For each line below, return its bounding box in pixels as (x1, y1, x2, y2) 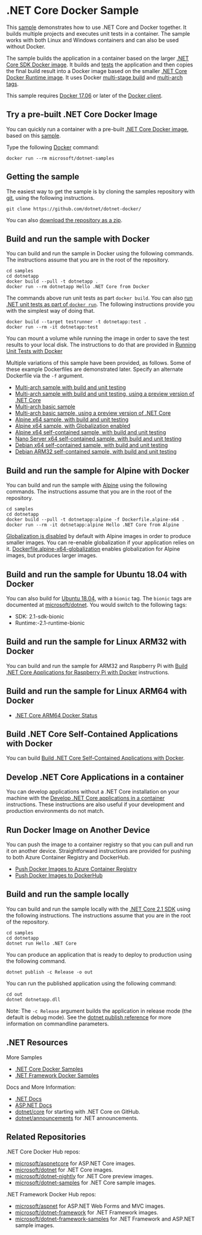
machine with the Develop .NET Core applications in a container (6, 795, 165, 802)
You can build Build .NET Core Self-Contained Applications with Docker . (6, 754, 185, 762)
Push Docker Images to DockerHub (14, 872, 103, 879)
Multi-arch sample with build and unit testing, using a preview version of (14, 390, 195, 397)
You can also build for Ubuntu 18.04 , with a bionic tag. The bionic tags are (6, 595, 192, 601)
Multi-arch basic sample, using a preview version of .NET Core (14, 409, 171, 417)
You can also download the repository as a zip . (6, 216, 122, 223)
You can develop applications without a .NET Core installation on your (6, 788, 180, 795)
